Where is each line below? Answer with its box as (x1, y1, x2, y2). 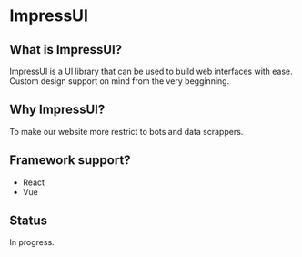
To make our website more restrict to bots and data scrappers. (9, 126, 244, 137)
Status (9, 213, 48, 229)
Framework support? (9, 152, 131, 169)
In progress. (9, 237, 55, 248)
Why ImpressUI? (9, 102, 106, 118)
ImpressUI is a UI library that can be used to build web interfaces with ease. (9, 66, 293, 77)
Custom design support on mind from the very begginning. (9, 76, 230, 87)
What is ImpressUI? (9, 42, 123, 57)
